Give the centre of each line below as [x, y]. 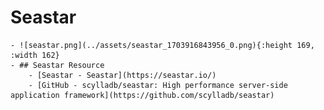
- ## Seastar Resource [57, 65]
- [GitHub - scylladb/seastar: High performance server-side [158, 85]
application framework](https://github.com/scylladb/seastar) [142, 95]
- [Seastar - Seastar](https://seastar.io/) [122, 75]
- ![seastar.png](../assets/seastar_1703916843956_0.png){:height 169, [162, 45]
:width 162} [35, 55]
